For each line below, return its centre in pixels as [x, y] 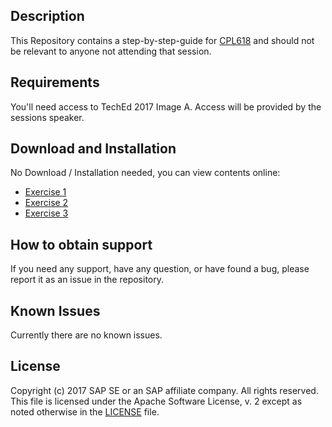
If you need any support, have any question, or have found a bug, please [160, 269]
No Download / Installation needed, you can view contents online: [145, 173]
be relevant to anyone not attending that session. [111, 51]
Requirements [55, 82]
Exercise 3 [46, 213]
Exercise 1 [45, 192]
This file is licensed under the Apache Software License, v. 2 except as [156, 401]
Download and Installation [93, 149]
